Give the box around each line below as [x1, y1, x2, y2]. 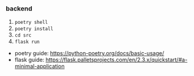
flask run [14, 39, 40, 45]
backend [6, 4, 32, 13]
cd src [14, 32, 32, 39]
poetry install [14, 26, 54, 32]
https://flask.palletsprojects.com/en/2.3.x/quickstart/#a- [45, 56, 188, 64]
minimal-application [14, 63, 65, 70]
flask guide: [14, 56, 45, 64]
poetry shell [14, 20, 48, 26]
